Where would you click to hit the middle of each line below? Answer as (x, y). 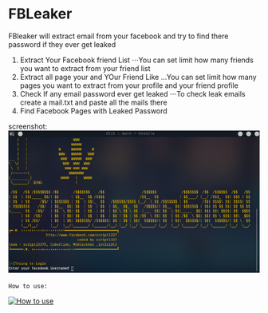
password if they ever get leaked (62, 44)
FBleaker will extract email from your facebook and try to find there (118, 36)
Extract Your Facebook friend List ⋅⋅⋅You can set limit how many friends (136, 60)
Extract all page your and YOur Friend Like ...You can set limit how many (138, 77)
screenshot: (28, 126)
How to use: (28, 287)
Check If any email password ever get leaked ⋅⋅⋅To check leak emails (132, 93)
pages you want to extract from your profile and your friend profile (129, 85)
